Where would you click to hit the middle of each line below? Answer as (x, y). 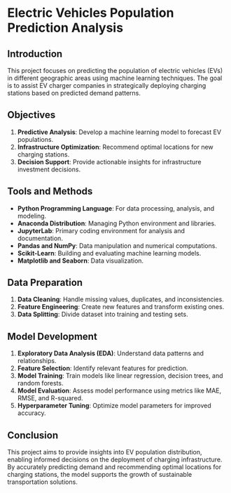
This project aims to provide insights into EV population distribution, (105, 452)
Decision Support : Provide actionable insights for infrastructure (109, 162)
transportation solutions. (43, 482)
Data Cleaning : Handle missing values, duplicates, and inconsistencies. (120, 299)
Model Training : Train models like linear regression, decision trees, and (120, 376)
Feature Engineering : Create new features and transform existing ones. (121, 307)
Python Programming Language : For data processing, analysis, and (116, 208)
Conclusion (33, 435)
